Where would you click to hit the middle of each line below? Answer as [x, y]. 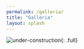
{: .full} [69, 41]
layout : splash [26, 23]
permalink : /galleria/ [35, 12]
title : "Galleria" [30, 18]
